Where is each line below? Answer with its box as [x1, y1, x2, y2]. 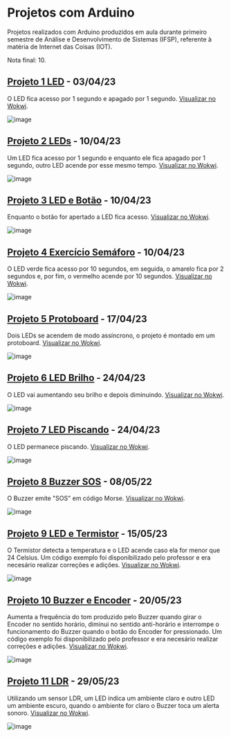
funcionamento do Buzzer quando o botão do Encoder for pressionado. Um [7, 628, 223, 636]
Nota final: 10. [7, 55, 46, 64]
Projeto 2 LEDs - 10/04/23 [7, 135, 121, 147]
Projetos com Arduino [7, 5, 135, 21]
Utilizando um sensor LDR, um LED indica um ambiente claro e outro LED [7, 694, 215, 702]
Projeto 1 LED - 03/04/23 [7, 76, 116, 88]
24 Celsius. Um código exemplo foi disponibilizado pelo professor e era [7, 553, 211, 562]
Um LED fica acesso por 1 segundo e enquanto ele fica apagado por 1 [7, 154, 206, 162]
